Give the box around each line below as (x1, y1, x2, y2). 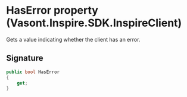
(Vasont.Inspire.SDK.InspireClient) (6, 16, 182, 30)
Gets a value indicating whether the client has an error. (6, 36, 141, 43)
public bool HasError (6, 69, 60, 75)
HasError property (6, 4, 98, 17)
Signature (6, 53, 43, 63)
